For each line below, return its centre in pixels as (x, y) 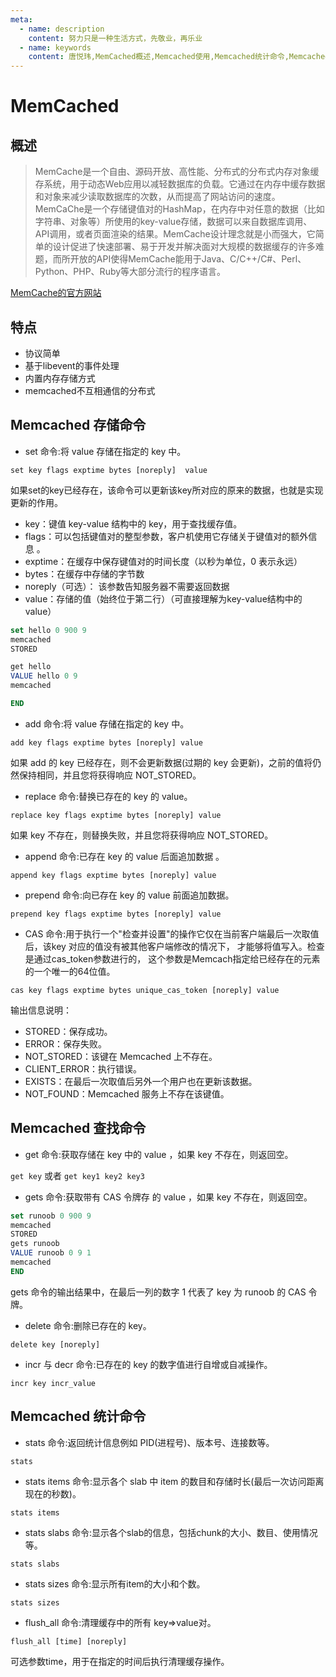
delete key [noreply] (55, 1344)
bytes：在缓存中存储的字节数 (84, 573)
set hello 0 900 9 (48, 630)
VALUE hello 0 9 (44, 676)
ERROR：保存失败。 (65, 1043)
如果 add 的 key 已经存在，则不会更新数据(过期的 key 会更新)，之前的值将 (161, 762)
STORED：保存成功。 (68, 1031)
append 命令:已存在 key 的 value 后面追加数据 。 (124, 856)
